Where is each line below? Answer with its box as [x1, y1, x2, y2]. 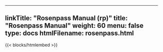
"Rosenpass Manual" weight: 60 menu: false [5, 22, 144, 30]
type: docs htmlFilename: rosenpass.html [5, 29, 134, 38]
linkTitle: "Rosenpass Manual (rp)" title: [5, 14, 128, 22]
